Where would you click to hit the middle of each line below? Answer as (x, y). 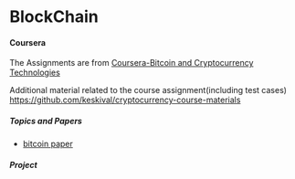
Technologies (35, 73)
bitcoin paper (47, 144)
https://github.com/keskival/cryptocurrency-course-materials (125, 100)
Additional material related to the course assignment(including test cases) (148, 90)
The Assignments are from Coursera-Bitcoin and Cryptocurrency (132, 63)
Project (24, 164)
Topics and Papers (46, 121)
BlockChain (54, 17)
